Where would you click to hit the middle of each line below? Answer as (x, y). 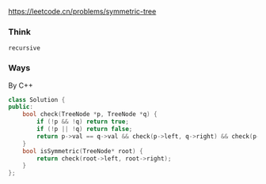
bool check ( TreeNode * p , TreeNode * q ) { (90, 115)
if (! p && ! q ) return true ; (83, 122)
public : (21, 107)
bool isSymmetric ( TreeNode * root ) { (83, 151)
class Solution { (37, 100)
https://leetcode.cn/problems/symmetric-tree (82, 11)
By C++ (21, 85)
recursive (25, 48)
